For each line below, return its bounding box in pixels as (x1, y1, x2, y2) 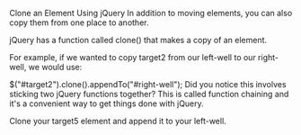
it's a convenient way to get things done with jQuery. (9, 98, 204, 109)
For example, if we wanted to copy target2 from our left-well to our (9, 52, 256, 62)
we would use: (28, 62, 83, 72)
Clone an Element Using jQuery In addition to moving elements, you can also (9, 8, 293, 18)
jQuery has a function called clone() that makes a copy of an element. (9, 35, 268, 45)
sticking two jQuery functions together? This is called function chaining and (9, 89, 289, 99)
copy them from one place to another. (9, 17, 149, 28)
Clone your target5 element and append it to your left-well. (9, 116, 226, 126)
